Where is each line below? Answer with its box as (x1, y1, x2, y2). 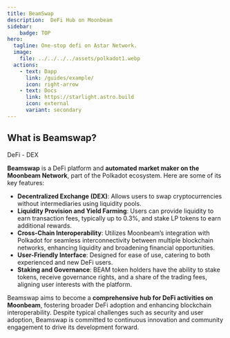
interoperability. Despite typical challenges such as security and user (7, 308, 204, 317)
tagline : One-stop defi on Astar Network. (13, 42, 137, 49)
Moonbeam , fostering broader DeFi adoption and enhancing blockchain (7, 301, 212, 309)
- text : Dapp (19, 68, 57, 75)
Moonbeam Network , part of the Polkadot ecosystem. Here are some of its (7, 171, 222, 180)
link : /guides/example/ (25, 74, 95, 82)
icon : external (25, 100, 70, 107)
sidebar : (7, 23, 32, 30)
